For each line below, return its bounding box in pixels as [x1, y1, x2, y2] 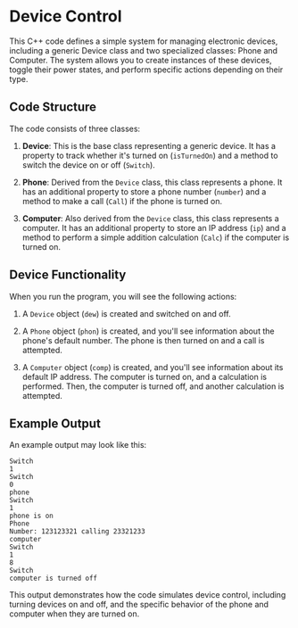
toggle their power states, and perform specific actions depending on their [9, 64, 284, 75]
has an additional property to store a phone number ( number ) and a [21, 186, 267, 197]
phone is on [9, 511, 54, 521]
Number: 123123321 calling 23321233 [9, 527, 145, 536]
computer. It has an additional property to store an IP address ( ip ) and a [21, 222, 287, 233]
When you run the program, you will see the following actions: [9, 291, 237, 302]
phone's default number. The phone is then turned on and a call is [21, 335, 265, 345]
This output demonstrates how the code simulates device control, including [9, 590, 286, 600]
